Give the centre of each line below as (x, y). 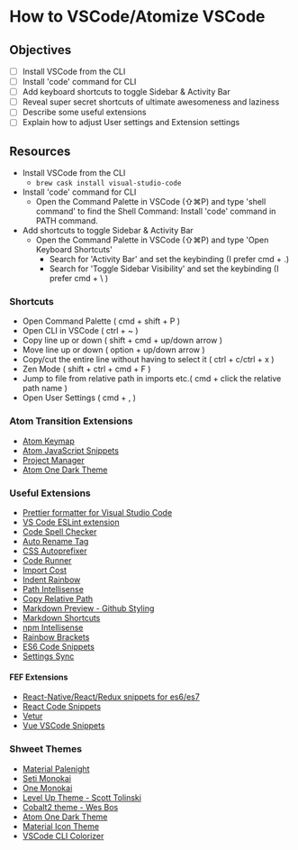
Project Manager (53, 460)
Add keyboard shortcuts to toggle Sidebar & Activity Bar (126, 92)
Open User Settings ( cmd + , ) (79, 398)
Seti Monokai (47, 778)
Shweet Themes (46, 749)
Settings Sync (48, 656)
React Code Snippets (62, 707)
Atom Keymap (48, 441)
